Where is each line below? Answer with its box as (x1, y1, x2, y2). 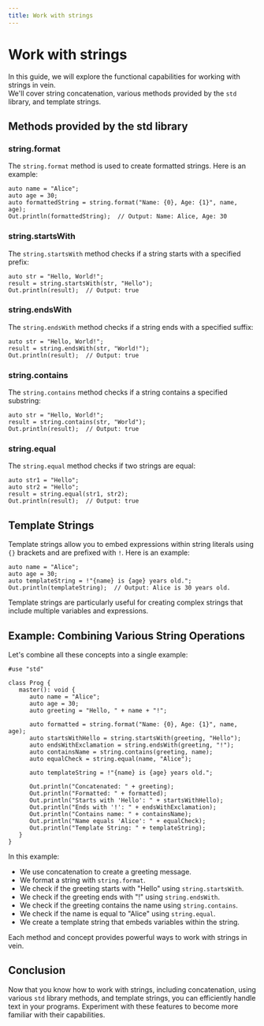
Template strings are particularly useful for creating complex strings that (8, 597, 244, 608)
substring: (8, 396, 41, 406)
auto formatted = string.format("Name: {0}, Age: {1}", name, (28, 721, 238, 728)
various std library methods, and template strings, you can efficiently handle (8, 993, 256, 1002)
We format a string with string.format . (19, 875, 146, 885)
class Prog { (8, 680, 51, 687)
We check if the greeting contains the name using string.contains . (19, 901, 239, 910)
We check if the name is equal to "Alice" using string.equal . (19, 909, 216, 919)
